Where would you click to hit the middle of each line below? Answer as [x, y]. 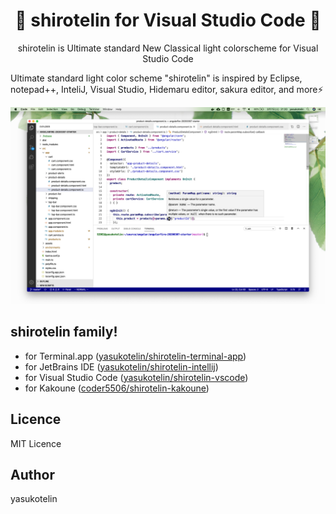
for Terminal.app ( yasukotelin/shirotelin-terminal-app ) [135, 356]
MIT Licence [36, 443]
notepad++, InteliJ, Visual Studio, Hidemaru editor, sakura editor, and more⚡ [167, 89]
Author [32, 474]
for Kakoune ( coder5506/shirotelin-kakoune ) [117, 388]
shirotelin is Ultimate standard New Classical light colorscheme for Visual [168, 48]
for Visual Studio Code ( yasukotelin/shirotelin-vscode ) [136, 377]
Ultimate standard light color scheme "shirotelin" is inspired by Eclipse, [156, 78]
